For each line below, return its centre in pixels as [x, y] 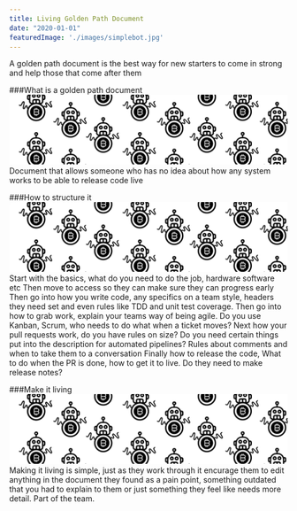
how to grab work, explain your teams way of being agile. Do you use [135, 316]
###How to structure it [50, 197]
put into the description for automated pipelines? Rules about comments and [148, 345]
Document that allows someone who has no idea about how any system [140, 171]
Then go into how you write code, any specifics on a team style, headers [141, 298]
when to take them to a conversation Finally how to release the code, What [145, 353]
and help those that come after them [76, 73]
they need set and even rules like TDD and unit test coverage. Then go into [145, 306]
